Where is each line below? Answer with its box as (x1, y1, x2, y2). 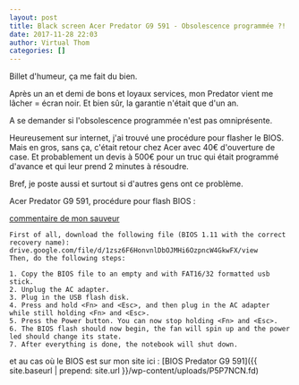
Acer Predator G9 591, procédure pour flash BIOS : (9, 196, 196, 207)
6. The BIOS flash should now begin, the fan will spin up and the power (9, 324, 291, 334)
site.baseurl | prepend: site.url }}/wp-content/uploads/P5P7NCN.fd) (9, 365, 260, 376)
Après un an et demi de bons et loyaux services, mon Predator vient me (9, 89, 274, 99)
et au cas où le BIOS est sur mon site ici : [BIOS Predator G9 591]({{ (9, 355, 258, 367)
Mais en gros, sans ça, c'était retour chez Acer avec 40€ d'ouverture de (9, 142, 276, 153)
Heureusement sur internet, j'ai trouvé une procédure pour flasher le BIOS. (9, 133, 285, 143)
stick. (9, 278, 34, 287)
